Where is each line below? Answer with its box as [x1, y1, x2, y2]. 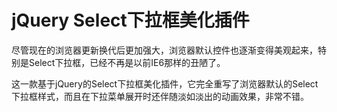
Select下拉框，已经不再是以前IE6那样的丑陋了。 [28, 56, 226, 68]
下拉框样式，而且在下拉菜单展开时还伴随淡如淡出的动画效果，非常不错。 [11, 90, 309, 102]
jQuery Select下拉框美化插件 [11, 9, 250, 32]
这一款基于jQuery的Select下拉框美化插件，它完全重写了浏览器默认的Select [11, 77, 319, 90]
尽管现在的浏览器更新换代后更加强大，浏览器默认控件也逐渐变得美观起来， [11, 44, 318, 56]
